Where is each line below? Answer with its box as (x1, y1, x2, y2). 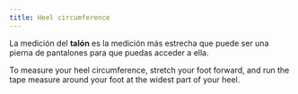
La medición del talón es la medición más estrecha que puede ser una (9, 38, 269, 48)
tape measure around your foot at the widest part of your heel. (9, 73, 241, 85)
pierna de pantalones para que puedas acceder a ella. (9, 47, 209, 58)
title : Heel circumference (9, 13, 110, 22)
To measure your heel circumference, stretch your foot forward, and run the (9, 64, 290, 75)
